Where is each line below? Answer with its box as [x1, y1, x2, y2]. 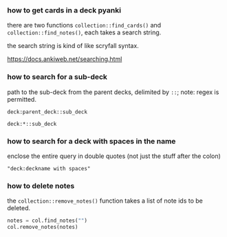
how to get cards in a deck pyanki [7, 5, 122, 15]
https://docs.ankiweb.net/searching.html [7, 55, 122, 63]
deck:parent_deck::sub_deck [7, 109, 88, 115]
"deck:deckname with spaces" [7, 165, 91, 172]
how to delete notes [7, 181, 75, 190]
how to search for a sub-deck [7, 72, 108, 82]
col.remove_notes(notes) [7, 224, 78, 231]
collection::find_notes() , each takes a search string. [7, 28, 162, 36]
